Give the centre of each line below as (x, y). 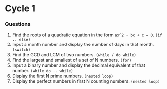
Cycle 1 (20, 9)
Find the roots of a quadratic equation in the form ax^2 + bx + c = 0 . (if (87, 35)
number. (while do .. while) (43, 71)
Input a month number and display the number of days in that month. (83, 44)
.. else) (21, 40)
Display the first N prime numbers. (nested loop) (63, 76)
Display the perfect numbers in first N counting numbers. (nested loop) (86, 81)
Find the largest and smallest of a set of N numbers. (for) (72, 60)
